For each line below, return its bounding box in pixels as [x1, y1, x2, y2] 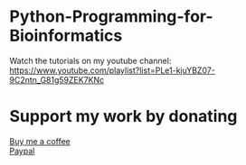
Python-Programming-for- [9, 6, 214, 27]
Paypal [9, 145, 35, 156]
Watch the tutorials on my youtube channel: [9, 55, 172, 66]
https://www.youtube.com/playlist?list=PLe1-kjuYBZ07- [9, 65, 215, 76]
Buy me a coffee [9, 135, 71, 146]
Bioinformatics [9, 25, 123, 46]
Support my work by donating [9, 106, 238, 127]
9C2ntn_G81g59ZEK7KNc [9, 74, 105, 85]
